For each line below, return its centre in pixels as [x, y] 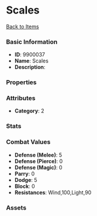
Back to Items [22, 26]
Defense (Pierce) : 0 [39, 161]
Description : [30, 67]
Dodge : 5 [26, 180]
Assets [16, 208]
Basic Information [32, 42]
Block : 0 [25, 186]
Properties [21, 82]
